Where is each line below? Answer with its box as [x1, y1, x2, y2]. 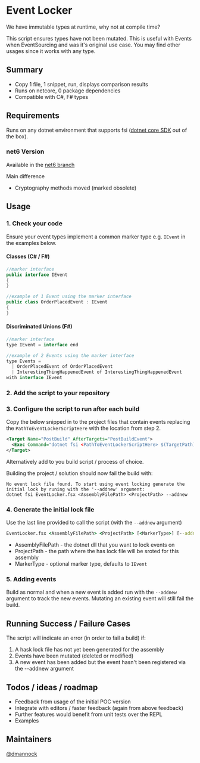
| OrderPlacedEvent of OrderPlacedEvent [11, 364, 113, 370]
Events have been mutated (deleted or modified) [14, 652, 134, 659]
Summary [6, 65, 43, 75]
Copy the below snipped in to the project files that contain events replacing [6, 418, 190, 426]
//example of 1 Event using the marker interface [6, 293, 132, 300]
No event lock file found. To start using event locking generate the [6, 481, 185, 487]
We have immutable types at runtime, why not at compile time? [6, 23, 161, 30]
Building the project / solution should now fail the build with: [6, 469, 153, 477]
